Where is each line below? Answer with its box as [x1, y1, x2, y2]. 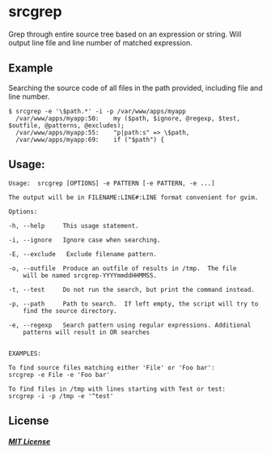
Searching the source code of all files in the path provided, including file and [8, 83, 263, 92]
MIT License [8, 436, 51, 446]
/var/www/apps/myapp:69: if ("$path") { [15, 135, 164, 143]
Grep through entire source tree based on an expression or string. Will [8, 29, 242, 39]
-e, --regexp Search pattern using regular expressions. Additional [8, 321, 252, 329]
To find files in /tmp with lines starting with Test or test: [8, 384, 227, 393]
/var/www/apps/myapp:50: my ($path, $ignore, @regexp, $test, [15, 114, 241, 122]
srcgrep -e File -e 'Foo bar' [8, 370, 111, 379]
